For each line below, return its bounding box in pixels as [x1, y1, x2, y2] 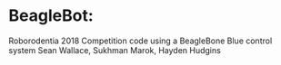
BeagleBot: [8, 5, 94, 26]
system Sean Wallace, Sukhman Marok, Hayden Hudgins [8, 44, 222, 55]
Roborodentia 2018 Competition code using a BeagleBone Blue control [8, 35, 273, 46]
